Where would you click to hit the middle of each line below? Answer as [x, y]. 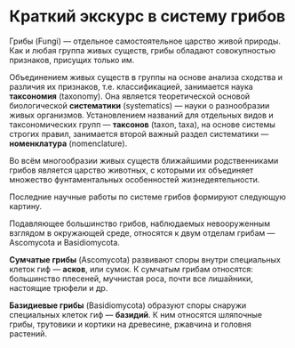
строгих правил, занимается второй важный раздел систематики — [139, 134]
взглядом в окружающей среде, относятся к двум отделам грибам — [142, 232]
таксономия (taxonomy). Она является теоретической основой [130, 96]
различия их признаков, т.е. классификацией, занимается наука [131, 86]
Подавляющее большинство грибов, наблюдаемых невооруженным [140, 223]
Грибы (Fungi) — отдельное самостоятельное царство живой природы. [145, 41]
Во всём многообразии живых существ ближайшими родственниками [144, 160]
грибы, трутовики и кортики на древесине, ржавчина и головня [130, 324]
